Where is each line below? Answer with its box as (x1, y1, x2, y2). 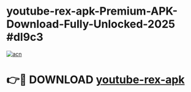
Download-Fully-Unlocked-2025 (6, 17, 176, 31)
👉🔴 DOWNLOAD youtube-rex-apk (6, 73, 185, 87)
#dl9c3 (6, 30, 44, 44)
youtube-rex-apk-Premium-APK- (6, 4, 178, 18)
